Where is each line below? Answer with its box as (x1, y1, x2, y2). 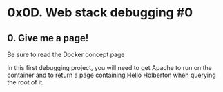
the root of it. (7, 78, 44, 87)
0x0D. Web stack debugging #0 (7, 5, 193, 21)
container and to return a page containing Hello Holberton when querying (7, 71, 216, 79)
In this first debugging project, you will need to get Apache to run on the (7, 64, 213, 71)
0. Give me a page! (7, 32, 89, 44)
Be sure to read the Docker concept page (7, 50, 125, 58)
